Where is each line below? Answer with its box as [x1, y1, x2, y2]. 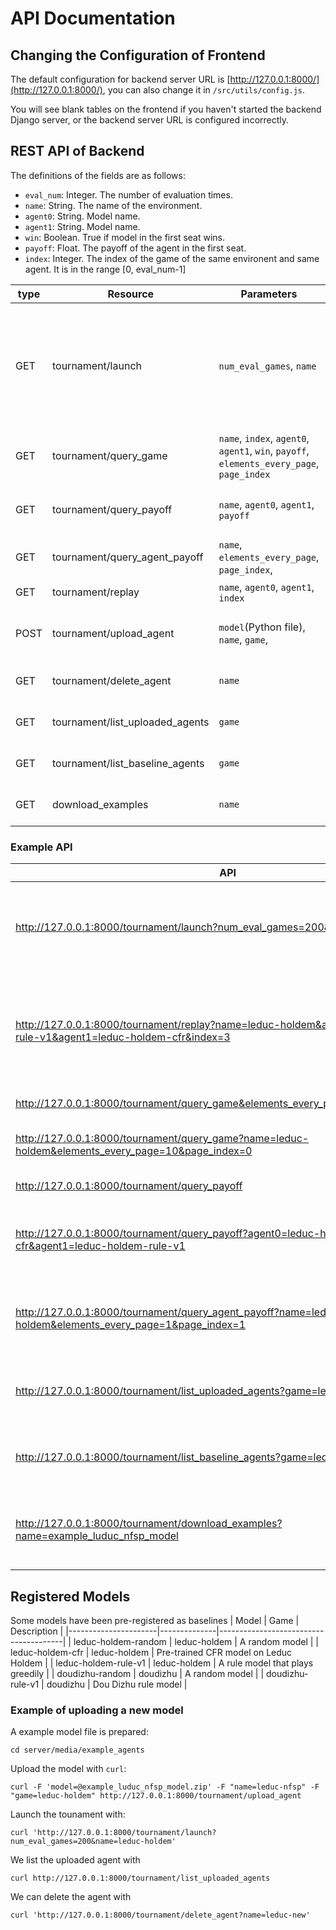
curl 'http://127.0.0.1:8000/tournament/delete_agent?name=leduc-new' [10, 1910, 311, 1921]
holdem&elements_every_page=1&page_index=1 [15, 1318, 247, 1332]
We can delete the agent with [10, 1891, 132, 1903]
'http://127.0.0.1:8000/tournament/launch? [32, 1828, 217, 1838]
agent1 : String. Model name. [24, 220, 141, 232]
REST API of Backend [10, 143, 145, 160]
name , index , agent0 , [218, 431, 310, 445]
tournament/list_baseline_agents [51, 756, 205, 770]
